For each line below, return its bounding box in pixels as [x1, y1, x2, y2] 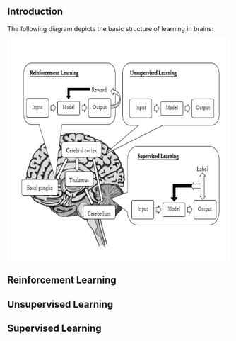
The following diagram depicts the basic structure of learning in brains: [7, 24, 214, 33]
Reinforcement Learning [7, 274, 117, 286]
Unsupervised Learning [7, 298, 114, 311]
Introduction [7, 6, 64, 18]
